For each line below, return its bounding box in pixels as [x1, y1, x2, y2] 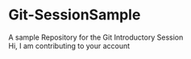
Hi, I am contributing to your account [8, 40, 131, 50]
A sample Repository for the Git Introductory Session [8, 32, 184, 42]
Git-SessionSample [8, 6, 141, 24]
